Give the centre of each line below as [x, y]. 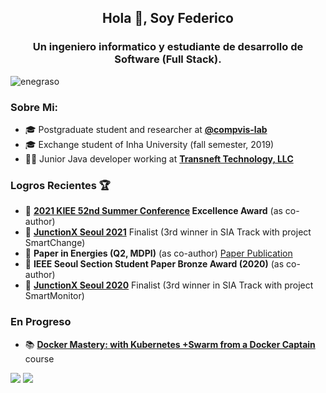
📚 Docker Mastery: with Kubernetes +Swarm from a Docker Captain [170, 344]
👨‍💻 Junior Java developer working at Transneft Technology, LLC [159, 158]
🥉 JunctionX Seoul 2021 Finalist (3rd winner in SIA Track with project [168, 232]
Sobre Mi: [34, 107]
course [39, 358]
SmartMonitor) [54, 296]
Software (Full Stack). [168, 59]
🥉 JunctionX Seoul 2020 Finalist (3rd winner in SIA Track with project [169, 285]
